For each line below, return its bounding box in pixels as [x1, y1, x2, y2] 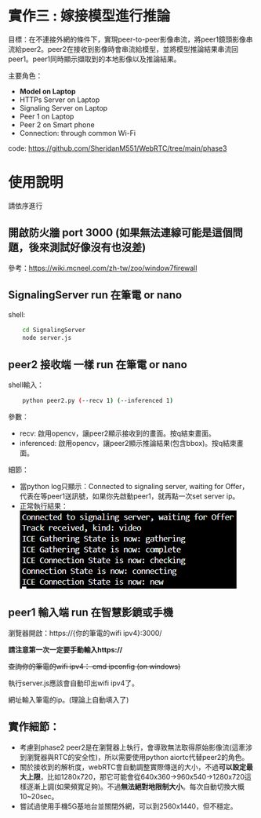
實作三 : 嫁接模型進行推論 [8, 7, 171, 25]
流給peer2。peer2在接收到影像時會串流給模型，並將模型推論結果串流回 [8, 44, 239, 53]
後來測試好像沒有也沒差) [28, 241, 147, 254]
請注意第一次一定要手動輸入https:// [8, 645, 123, 654]
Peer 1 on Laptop [19, 111, 74, 121]
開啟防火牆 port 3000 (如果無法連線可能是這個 [8, 226, 233, 239]
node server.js [22, 334, 72, 342]
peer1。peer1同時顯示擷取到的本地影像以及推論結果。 [8, 54, 181, 64]
